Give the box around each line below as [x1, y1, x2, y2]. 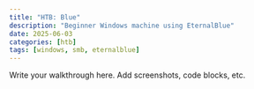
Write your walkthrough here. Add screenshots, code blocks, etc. [9, 70, 246, 80]
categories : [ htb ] [9, 37, 77, 47]
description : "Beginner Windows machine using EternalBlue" [9, 21, 235, 30]
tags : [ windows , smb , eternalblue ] [9, 46, 140, 55]
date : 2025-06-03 [9, 29, 73, 38]
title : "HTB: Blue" [9, 12, 81, 22]
